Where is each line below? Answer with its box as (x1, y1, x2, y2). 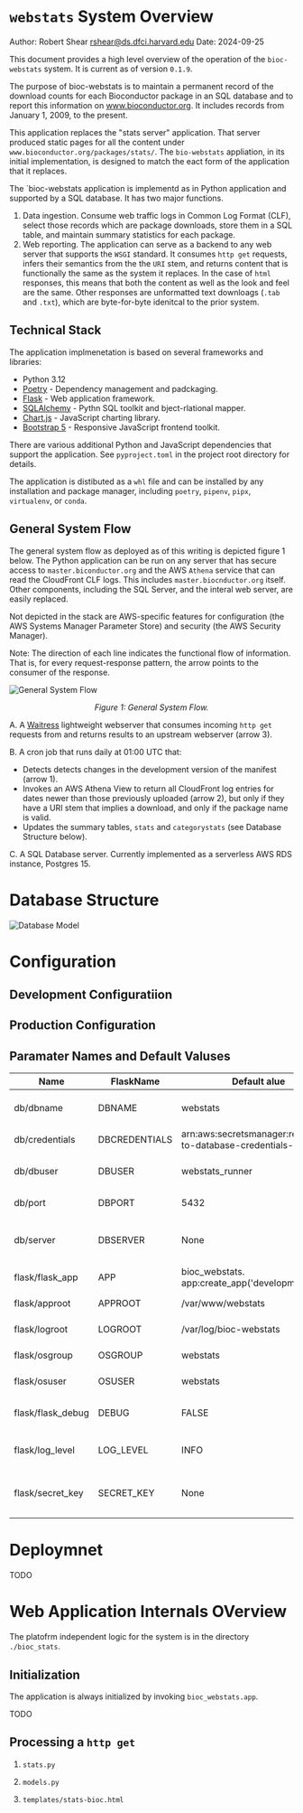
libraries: (9, 356, 42, 367)
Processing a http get (9, 1734, 136, 1750)
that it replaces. (9, 165, 68, 176)
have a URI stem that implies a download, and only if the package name (22, 802, 289, 813)
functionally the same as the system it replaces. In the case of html (22, 267, 271, 278)
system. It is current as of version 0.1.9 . (43, 63, 193, 74)
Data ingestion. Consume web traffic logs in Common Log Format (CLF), (22, 210, 291, 220)
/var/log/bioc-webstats (181, 1323, 281, 1336)
